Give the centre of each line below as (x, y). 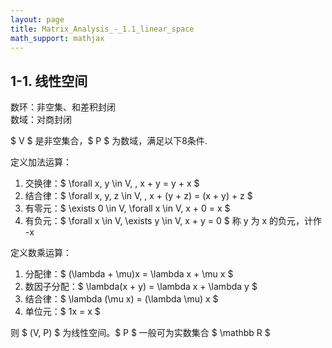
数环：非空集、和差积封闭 (63, 107)
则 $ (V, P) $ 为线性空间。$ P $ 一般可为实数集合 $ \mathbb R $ (140, 333)
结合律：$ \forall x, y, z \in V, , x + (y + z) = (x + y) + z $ (138, 196)
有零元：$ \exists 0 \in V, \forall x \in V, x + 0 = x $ (127, 208)
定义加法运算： (41, 162)
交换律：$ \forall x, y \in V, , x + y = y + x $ (112, 183)
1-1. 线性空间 (49, 81)
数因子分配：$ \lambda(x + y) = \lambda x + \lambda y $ (141, 287)
